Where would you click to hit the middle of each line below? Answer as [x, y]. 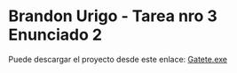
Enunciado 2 [55, 35]
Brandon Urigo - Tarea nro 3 [113, 16]
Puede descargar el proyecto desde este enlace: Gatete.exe [118, 59]
